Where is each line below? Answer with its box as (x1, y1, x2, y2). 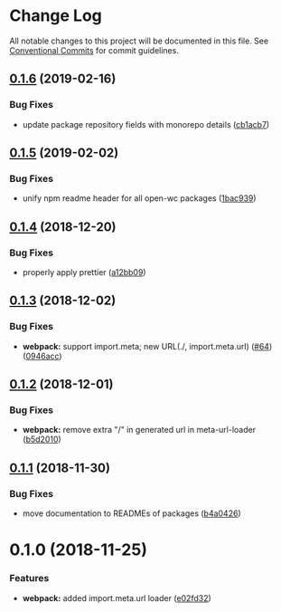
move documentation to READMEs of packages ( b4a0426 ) (22, 508, 241, 519)
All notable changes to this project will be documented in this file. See (9, 35, 269, 46)
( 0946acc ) (22, 350, 62, 361)
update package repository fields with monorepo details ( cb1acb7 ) (22, 119, 270, 129)
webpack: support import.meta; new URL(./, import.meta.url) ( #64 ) (22, 340, 273, 351)
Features (9, 572, 50, 585)
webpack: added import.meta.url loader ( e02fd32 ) (22, 592, 212, 603)
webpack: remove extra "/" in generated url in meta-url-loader (22, 425, 256, 435)
